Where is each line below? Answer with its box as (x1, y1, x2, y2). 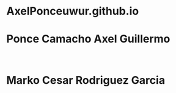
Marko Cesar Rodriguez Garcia (6, 74, 166, 88)
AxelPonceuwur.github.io (6, 4, 139, 18)
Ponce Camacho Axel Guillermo (6, 32, 170, 46)
